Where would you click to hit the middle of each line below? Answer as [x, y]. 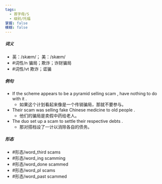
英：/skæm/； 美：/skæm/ [39, 57]
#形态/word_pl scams [34, 170]
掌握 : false [16, 23]
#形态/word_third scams [36, 152]
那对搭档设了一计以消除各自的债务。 [56, 127]
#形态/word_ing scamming [39, 158]
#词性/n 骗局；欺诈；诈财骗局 [42, 63]
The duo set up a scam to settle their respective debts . [67, 121]
